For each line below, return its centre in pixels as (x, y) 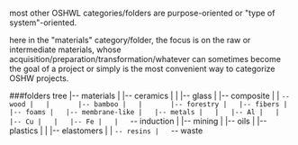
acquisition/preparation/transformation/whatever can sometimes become (145, 59)
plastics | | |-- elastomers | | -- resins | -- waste (106, 131)
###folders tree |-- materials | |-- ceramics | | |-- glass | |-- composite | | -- (150, 95)
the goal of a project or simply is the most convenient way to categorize (142, 68)
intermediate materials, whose (65, 50)
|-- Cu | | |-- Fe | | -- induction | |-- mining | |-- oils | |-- (138, 121)
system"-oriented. (43, 23)
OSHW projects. (39, 78)
